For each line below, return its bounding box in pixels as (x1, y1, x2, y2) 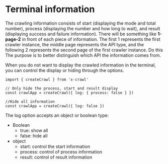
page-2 (5, 36, 21, 42)
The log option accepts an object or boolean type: (5, 112, 109, 118)
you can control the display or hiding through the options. (5, 67, 124, 73)
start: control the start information (20, 143, 91, 149)
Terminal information (5, 4, 95, 15)
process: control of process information (20, 148, 102, 154)
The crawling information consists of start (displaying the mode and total (5, 20, 156, 26)
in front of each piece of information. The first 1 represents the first (22, 36, 161, 42)
